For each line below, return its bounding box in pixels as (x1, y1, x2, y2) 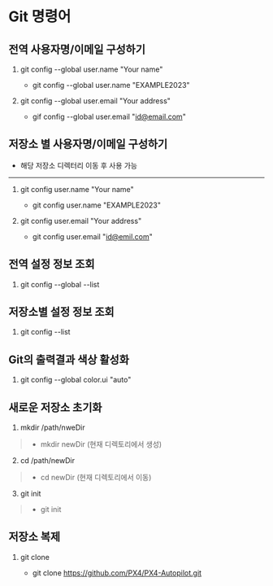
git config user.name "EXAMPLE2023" (32, 200, 161, 210)
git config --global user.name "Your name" (19, 64, 163, 74)
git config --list (19, 327, 71, 337)
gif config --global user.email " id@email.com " (32, 112, 187, 121)
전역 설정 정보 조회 (8, 257, 95, 271)
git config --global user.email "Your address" (19, 96, 171, 106)
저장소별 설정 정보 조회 (8, 305, 115, 319)
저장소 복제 (8, 530, 61, 544)
